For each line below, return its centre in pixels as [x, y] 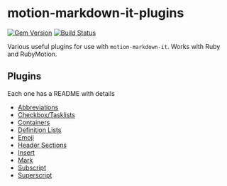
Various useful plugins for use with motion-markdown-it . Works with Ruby [114, 46]
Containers [34, 122]
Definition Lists [39, 130]
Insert [26, 152]
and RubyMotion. [32, 54]
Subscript [32, 168]
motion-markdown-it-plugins [96, 13]
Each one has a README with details [61, 93]
